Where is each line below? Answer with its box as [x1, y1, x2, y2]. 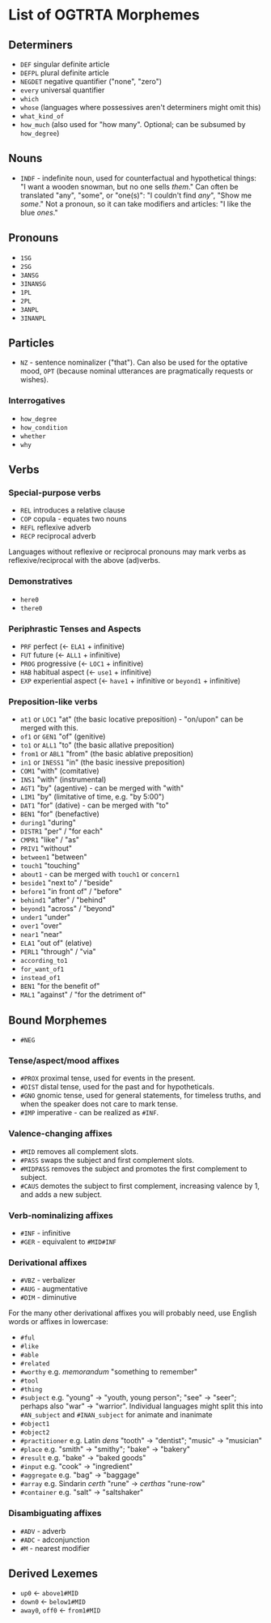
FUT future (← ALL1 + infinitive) [19, 650, 121, 660]
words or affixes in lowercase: [8, 1317, 109, 1327]
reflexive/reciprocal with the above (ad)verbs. [8, 556, 161, 565]
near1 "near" [19, 930, 63, 939]
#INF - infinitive [19, 1229, 71, 1238]
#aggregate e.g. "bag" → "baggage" [19, 1470, 140, 1480]
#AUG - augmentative [19, 1284, 88, 1293]
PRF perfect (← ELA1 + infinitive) [19, 641, 125, 651]
